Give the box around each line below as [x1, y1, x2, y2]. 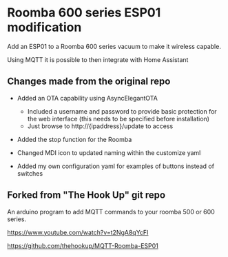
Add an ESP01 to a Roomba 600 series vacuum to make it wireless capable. [7, 42, 222, 50]
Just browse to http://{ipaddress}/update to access [27, 122, 174, 130]
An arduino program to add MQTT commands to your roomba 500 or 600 [7, 207, 215, 216]
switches [17, 169, 43, 177]
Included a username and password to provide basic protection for [27, 107, 217, 115]
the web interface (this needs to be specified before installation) [27, 114, 210, 123]
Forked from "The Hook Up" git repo [7, 189, 166, 201]
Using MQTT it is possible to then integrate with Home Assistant [7, 55, 189, 63]
